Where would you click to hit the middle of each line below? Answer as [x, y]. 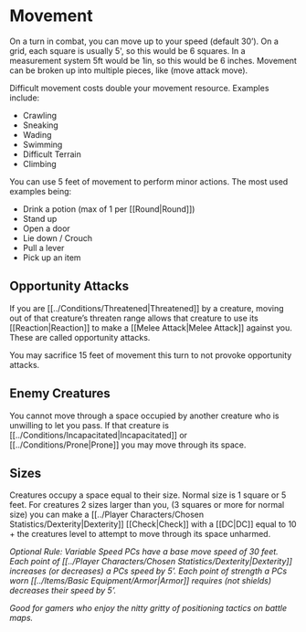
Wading [37, 134]
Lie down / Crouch [58, 237]
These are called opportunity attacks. [80, 337]
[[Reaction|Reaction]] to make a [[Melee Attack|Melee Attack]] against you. [151, 327]
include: [25, 98]
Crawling [40, 115]
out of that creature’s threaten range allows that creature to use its [134, 318]
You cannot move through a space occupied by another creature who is [145, 416]
